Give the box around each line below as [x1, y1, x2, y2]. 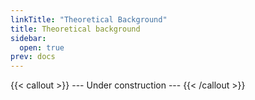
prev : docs [10, 52, 56, 62]
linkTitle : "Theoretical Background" [10, 14, 168, 25]
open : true [19, 42, 65, 53]
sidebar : [10, 33, 47, 43]
